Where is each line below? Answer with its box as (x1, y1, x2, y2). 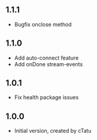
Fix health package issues (14, 94, 79, 101)
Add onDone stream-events (14, 60, 83, 68)
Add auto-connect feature (14, 54, 79, 61)
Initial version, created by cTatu (14, 127, 92, 135)
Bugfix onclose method (14, 20, 72, 28)
